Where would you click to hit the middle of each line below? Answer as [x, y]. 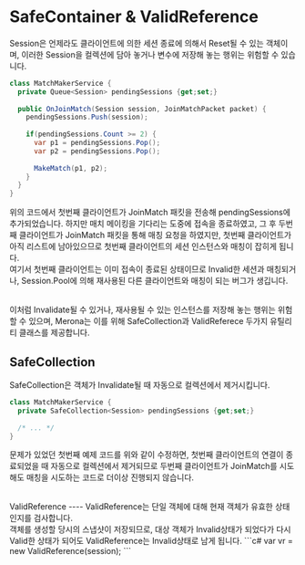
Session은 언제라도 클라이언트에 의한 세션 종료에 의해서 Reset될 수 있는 [137, 43]
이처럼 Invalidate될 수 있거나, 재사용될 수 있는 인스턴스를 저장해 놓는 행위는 [142, 310]
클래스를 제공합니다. [54, 333]
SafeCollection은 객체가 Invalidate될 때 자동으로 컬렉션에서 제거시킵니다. [140, 385]
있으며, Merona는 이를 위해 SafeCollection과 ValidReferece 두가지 [148, 321]
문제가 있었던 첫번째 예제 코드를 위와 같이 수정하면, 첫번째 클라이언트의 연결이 [147, 455]
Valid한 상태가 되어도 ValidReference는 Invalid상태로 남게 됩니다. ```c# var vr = [151, 541]
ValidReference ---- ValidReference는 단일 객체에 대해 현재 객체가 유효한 [141, 507]
